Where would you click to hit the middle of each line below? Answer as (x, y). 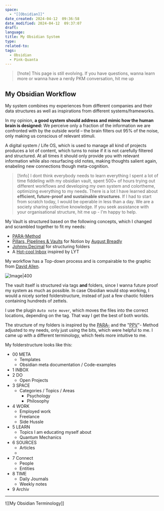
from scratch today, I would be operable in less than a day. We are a (85, 202)
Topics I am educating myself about (55, 432)
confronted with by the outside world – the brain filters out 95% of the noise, (82, 131)
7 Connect (22, 458)
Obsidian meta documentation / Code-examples (68, 365)
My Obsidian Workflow (41, 94)
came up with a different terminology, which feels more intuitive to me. (76, 336)
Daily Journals (34, 479)
